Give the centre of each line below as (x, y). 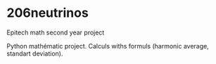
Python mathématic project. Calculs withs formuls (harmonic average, (108, 46)
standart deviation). (35, 53)
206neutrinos (47, 13)
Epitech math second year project (56, 32)
